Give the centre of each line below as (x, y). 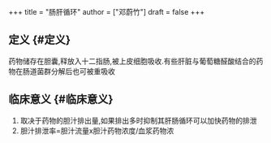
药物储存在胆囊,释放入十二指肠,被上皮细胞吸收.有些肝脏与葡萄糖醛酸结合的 (133, 61)
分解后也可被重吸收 (83, 71)
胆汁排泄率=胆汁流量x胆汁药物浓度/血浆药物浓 (97, 130)
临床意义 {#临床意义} (61, 100)
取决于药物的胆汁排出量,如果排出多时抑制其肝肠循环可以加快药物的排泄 (138, 120)
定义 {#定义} (40, 40)
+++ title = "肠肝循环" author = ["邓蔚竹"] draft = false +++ (107, 12)
